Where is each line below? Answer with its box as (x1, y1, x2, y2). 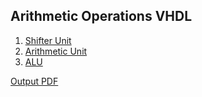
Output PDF (10, 75, 59, 87)
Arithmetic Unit (24, 45, 88, 57)
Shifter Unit (24, 34, 72, 46)
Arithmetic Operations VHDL (10, 8, 193, 25)
